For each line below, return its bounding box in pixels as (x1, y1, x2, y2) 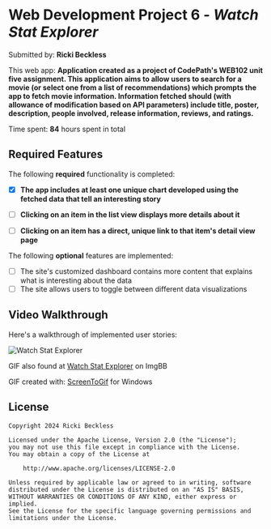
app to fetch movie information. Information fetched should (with (8, 91, 232, 100)
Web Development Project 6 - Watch (8, 6, 259, 24)
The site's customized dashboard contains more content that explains (19, 266, 253, 276)
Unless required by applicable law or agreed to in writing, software (8, 478, 252, 487)
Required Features (8, 147, 104, 161)
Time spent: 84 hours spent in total (8, 124, 126, 134)
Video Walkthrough (8, 308, 108, 322)
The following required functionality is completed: (8, 169, 176, 179)
